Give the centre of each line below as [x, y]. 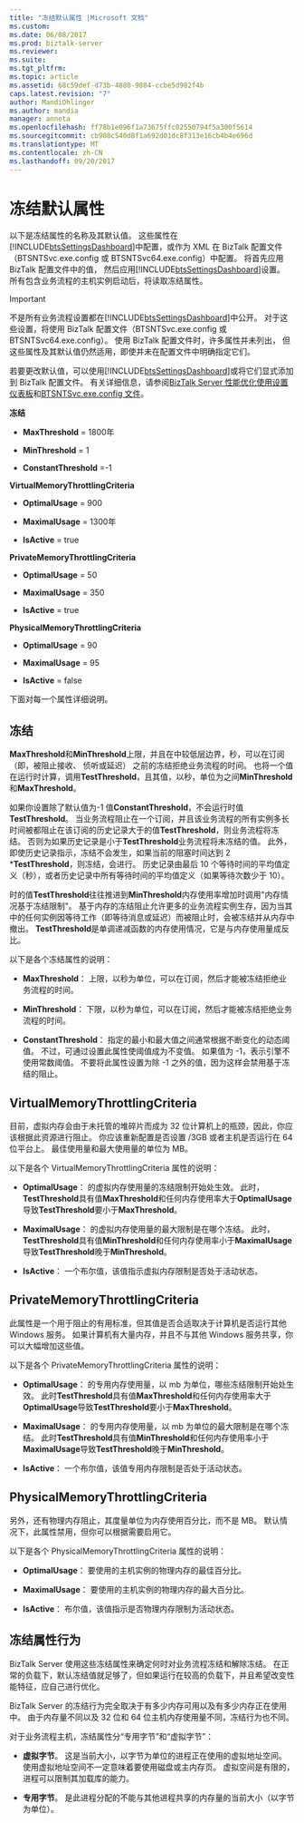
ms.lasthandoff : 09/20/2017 [62, 161]
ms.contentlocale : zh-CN [56, 152]
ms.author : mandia [44, 111]
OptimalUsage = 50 [60, 575]
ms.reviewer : [34, 52]
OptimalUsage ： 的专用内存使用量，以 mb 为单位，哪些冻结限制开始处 [154, 1384]
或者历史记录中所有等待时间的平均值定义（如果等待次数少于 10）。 [167, 875]
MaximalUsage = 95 [61, 663]
